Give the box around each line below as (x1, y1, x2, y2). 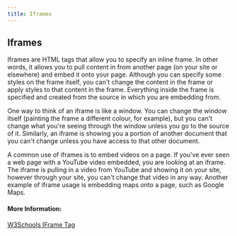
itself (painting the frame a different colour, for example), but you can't (7, 114, 213, 123)
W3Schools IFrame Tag (7, 220, 76, 229)
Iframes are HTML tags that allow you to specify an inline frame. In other (7, 55, 219, 64)
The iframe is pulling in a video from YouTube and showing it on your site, (7, 166, 221, 174)
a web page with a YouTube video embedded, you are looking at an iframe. (7, 158, 226, 167)
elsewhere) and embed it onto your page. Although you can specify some (7, 70, 221, 79)
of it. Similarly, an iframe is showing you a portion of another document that (7, 129, 228, 138)
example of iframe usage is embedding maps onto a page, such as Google (7, 181, 224, 189)
